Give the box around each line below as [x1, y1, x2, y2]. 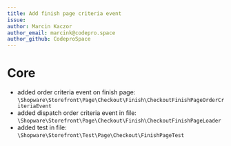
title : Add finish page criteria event [7, 10, 122, 17]
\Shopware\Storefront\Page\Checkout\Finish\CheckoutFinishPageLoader [17, 118, 222, 125]
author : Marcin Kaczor [7, 23, 72, 30]
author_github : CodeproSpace [7, 36, 91, 43]
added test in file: [17, 123, 67, 132]
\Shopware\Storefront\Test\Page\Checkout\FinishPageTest [17, 132, 185, 139]
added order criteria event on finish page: [17, 88, 136, 96]
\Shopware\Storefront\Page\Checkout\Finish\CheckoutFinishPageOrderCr [17, 97, 225, 104]
